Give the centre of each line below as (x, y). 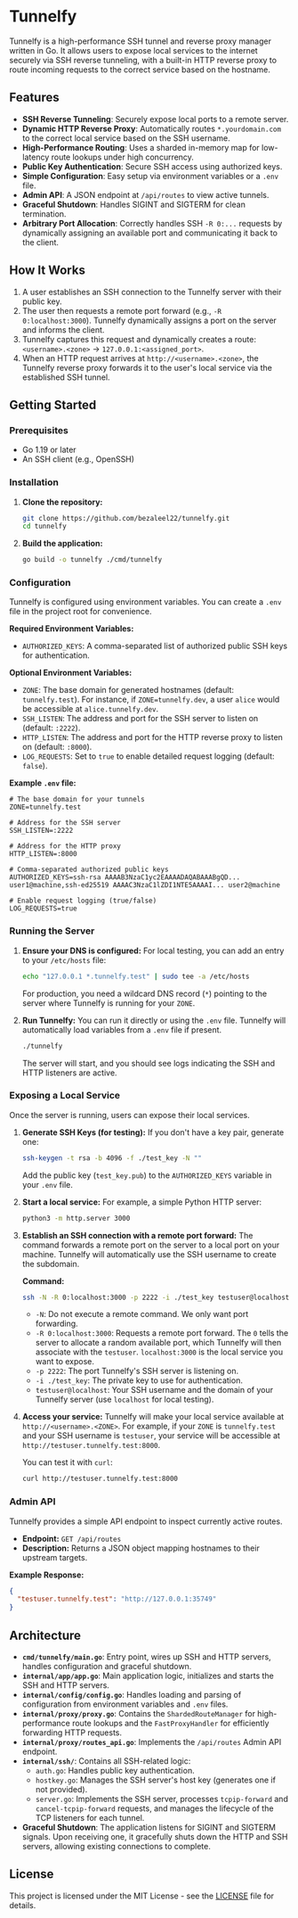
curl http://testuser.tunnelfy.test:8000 (100, 1479)
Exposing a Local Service (64, 1096)
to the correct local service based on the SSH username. (126, 138)
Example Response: (47, 1575)
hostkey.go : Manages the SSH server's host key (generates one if (155, 1780)
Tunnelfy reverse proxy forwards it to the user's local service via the (147, 367)
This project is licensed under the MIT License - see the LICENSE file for (141, 1896)
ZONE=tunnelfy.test (45, 807)
